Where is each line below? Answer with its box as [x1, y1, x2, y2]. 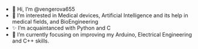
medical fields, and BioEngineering [11, 18, 99, 25]
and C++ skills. [11, 37, 49, 44]
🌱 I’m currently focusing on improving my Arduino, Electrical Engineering [11, 31, 193, 38]
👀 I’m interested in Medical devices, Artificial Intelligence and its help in [11, 12, 188, 19]
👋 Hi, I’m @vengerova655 [11, 6, 75, 12]
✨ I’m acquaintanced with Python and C [11, 24, 111, 31]
